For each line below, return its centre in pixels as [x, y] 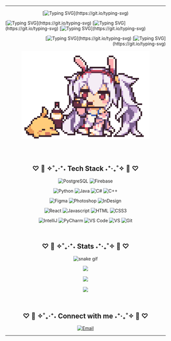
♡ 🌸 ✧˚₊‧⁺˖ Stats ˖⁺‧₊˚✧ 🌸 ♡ [85, 246]
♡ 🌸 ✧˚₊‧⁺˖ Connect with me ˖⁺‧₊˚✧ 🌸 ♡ [85, 316]
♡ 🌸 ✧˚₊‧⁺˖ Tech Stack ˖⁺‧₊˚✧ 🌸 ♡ [85, 169]
